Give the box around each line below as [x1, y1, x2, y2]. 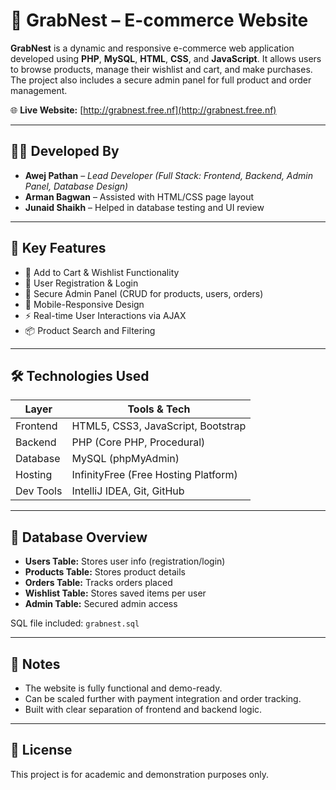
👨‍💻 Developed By [10, 143, 120, 160]
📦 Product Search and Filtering [24, 324, 156, 336]
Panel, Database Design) [24, 180, 129, 192]
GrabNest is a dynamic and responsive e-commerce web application [10, 42, 295, 54]
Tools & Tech [127, 402, 191, 416]
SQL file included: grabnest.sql [10, 617, 140, 629]
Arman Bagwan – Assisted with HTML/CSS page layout [24, 190, 255, 203]
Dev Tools [15, 484, 63, 498]
